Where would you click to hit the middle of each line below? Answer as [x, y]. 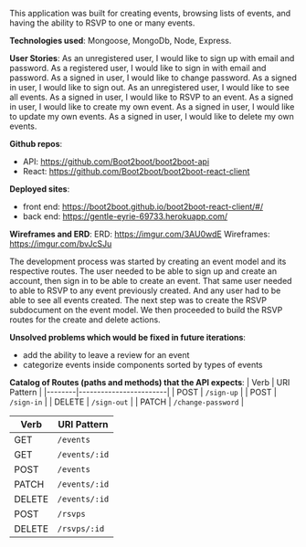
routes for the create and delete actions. [85, 320]
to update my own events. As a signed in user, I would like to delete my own [152, 116]
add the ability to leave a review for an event [106, 355]
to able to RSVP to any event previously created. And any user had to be [145, 290]
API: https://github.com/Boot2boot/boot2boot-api [116, 162]
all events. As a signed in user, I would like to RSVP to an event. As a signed [152, 97]
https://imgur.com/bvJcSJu [61, 244]
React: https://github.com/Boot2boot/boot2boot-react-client [136, 171]
